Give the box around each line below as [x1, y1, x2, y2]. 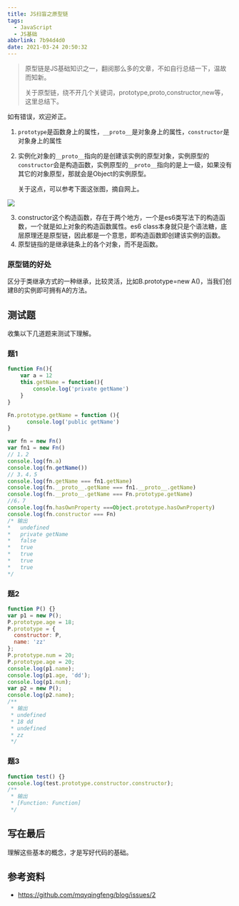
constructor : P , [14, 632, 62, 639]
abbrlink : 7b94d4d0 [7, 37, 66, 44]
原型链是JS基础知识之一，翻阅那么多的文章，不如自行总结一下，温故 [24, 64, 227, 72]
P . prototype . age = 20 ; [7, 658, 75, 665]
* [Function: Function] [10, 800, 81, 807]
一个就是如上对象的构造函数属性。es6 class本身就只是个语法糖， [30, 222, 221, 231]
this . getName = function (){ [20, 379, 103, 386]
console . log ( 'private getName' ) [33, 386, 130, 393]
